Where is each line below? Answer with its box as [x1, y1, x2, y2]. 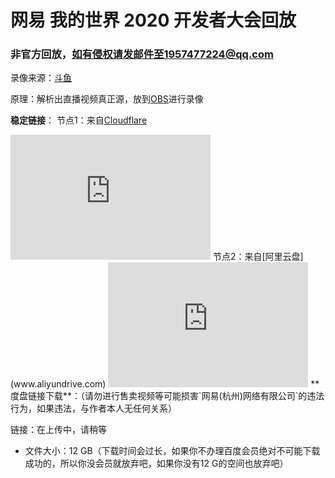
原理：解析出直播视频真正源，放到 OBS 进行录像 [10, 93, 204, 105]
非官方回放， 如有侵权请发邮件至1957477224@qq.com [10, 47, 274, 61]
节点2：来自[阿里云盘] [212, 251, 304, 263]
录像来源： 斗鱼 [10, 72, 72, 84]
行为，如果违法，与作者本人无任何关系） [10, 402, 177, 415]
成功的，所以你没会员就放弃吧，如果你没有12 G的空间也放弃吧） [24, 457, 289, 470]
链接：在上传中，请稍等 [10, 424, 107, 436]
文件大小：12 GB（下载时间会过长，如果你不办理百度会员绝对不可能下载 [24, 445, 321, 457]
